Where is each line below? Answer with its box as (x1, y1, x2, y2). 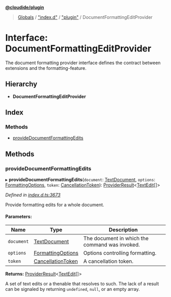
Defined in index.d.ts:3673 (5, 192, 61, 198)
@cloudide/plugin (5, 5, 44, 10)
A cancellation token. (83, 258, 134, 265)
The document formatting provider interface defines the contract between (5, 60, 161, 66)
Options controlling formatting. (83, 250, 157, 257)
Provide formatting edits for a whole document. (5, 202, 104, 208)
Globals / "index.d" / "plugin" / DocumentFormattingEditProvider (17, 14, 153, 20)
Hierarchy (5, 80, 38, 89)
